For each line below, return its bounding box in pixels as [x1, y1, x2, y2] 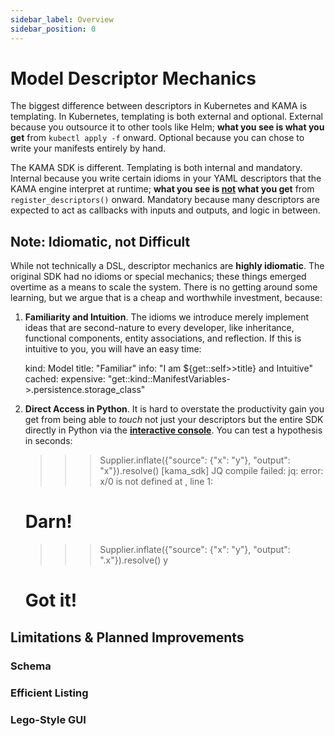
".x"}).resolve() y [99, 554, 169, 566]
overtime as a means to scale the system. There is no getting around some [10, 281, 318, 293]
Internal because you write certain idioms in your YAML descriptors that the [10, 172, 322, 185]
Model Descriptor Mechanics [10, 67, 257, 90]
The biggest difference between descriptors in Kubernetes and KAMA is [10, 100, 308, 112]
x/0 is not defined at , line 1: [99, 476, 214, 488]
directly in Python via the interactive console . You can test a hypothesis [24, 424, 323, 436]
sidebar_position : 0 [10, 24, 97, 34]
